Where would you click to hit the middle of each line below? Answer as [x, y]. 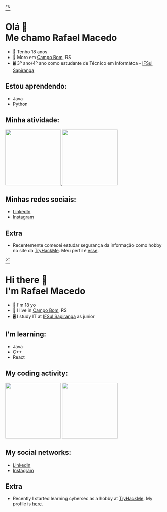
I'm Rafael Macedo [45, 291]
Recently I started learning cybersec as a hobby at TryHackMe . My [82, 499]
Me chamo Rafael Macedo [61, 38]
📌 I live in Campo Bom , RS [40, 310]
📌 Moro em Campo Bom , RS [42, 57]
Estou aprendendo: [36, 86]
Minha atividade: [32, 120]
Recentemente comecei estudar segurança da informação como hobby [87, 245]
